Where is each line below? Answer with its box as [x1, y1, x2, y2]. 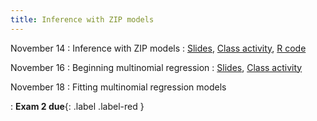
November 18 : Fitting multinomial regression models [10, 81, 227, 93]
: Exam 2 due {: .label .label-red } [10, 100, 145, 112]
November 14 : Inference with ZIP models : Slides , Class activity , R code [10, 42, 307, 54]
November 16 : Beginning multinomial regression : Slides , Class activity [10, 61, 303, 73]
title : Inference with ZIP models [10, 14, 155, 25]
